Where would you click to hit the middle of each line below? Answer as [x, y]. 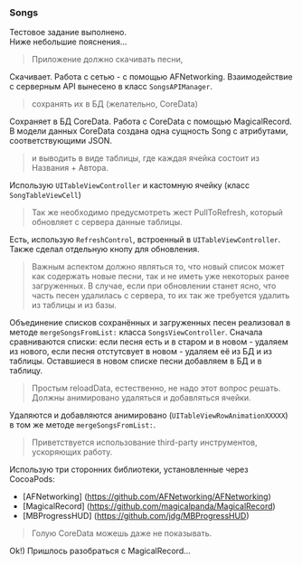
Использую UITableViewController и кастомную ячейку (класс [130, 185]
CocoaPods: [33, 479]
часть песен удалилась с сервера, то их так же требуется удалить [160, 296]
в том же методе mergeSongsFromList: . [83, 425]
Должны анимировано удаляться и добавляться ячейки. [141, 398]
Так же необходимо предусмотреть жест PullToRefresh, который [157, 212]
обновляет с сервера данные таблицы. [107, 222]
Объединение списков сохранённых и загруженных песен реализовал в [150, 323]
